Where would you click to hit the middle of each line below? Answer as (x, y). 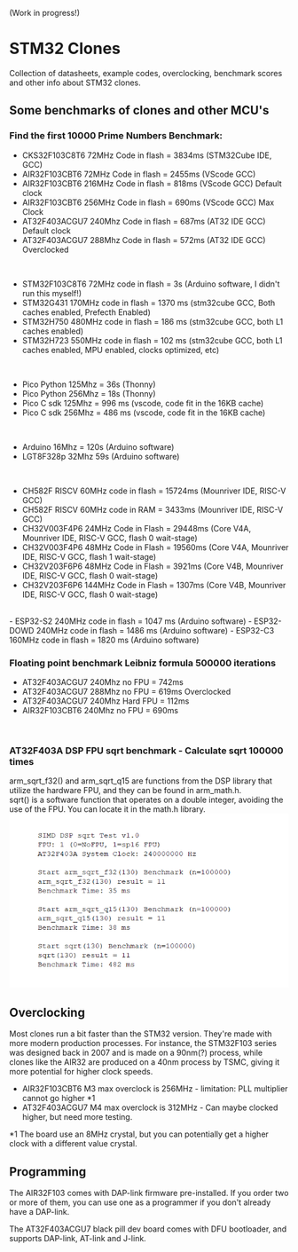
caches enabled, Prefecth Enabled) (86, 312)
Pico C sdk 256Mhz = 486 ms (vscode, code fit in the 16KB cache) (144, 413)
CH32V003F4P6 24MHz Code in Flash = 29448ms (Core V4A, (136, 528)
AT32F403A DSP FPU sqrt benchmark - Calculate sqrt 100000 (146, 751)
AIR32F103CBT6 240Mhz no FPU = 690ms (100, 710)
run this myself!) (52, 293)
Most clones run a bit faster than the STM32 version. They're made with (141, 1034)
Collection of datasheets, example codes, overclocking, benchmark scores (146, 73)
